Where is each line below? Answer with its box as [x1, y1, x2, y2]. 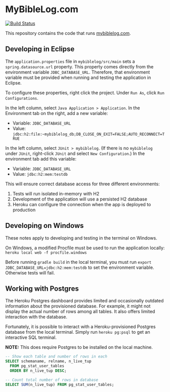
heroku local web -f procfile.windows [5, 250, 87, 255]
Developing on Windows [5, 221, 84, 230]
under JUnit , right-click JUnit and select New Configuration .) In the [5, 150, 145, 156]
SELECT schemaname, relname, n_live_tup [5, 359, 92, 364]
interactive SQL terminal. [5, 334, 57, 340]
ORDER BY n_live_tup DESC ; [10, 368, 67, 373]
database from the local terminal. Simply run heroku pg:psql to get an [5, 329, 150, 335]
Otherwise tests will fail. [5, 269, 55, 276]
